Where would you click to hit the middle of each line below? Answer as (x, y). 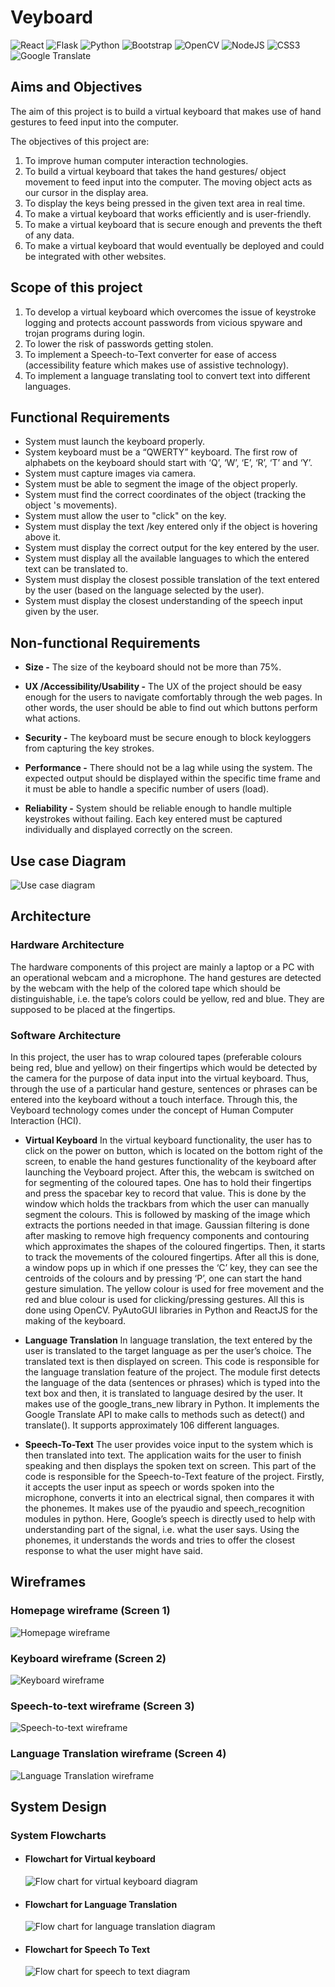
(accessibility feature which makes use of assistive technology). (157, 365)
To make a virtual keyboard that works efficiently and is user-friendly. (168, 213)
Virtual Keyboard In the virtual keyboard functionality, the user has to (168, 1140)
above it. (43, 537)
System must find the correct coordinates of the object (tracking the (165, 495)
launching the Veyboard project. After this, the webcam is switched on (169, 1172)
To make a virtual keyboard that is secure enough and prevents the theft (173, 224)
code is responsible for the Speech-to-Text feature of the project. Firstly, (174, 1476)
